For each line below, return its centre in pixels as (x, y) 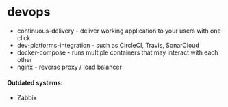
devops (29, 12)
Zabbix (27, 98)
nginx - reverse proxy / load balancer (69, 67)
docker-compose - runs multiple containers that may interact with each (117, 52)
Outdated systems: (35, 82)
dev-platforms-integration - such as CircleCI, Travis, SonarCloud (108, 45)
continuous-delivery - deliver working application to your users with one (119, 31)
